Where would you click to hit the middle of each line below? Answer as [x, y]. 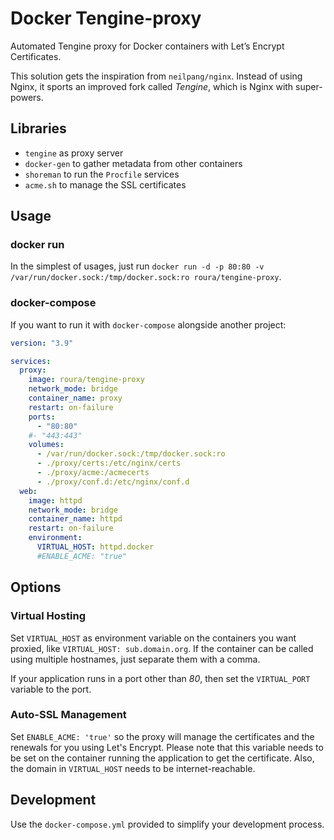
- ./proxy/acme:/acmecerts [93, 473]
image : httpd [55, 500]
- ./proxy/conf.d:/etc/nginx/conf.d [113, 482]
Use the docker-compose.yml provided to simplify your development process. [167, 824]
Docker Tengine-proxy [106, 18]
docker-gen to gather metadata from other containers [133, 163]
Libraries [38, 128]
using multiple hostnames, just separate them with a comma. [135, 659]
